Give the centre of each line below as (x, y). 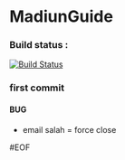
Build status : (39, 45)
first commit (37, 88)
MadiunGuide (61, 17)
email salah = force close (69, 129)
